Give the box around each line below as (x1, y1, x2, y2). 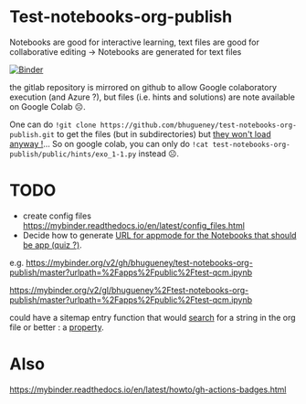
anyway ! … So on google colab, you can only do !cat (9, 138, 209, 149)
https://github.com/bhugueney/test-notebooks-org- (100, 121, 297, 130)
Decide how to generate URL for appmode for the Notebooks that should (22, 229, 297, 240)
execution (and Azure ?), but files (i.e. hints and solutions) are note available (9, 91, 295, 102)
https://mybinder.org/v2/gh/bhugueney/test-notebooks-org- (26, 257, 253, 268)
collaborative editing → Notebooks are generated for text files (9, 46, 242, 57)
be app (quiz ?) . (22, 239, 82, 250)
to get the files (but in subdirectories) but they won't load (56, 128, 271, 139)
